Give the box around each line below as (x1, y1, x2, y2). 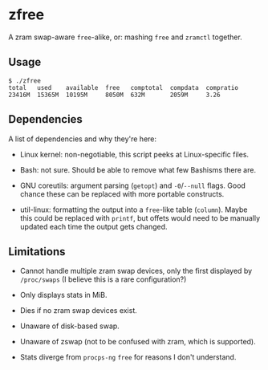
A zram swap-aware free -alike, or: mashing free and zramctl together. (8, 32, 242, 42)
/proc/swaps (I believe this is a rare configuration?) (19, 274, 187, 284)
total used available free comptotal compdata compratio (8, 83, 239, 91)
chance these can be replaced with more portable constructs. (19, 189, 225, 198)
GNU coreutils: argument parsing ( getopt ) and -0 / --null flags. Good (19, 181, 246, 190)
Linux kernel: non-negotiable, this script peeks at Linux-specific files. (19, 149, 250, 159)
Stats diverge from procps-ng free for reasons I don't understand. (19, 352, 237, 362)
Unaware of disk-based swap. (19, 321, 120, 331)
